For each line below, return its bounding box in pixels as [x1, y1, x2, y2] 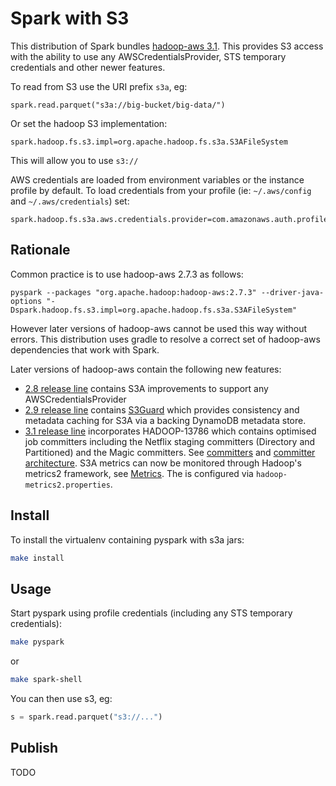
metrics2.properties [24, 480, 111, 490]
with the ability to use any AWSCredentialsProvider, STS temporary [10, 50, 287, 62]
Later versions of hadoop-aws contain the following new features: [10, 363, 282, 375]
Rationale [10, 242, 71, 259]
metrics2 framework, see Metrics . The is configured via [24, 467, 254, 479]
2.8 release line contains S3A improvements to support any [24, 382, 269, 394]
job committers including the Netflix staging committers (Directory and [24, 435, 316, 447]
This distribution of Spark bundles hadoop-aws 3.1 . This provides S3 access [10, 40, 324, 52]
